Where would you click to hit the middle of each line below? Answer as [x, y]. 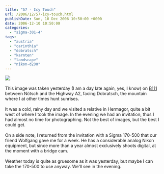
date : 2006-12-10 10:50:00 [33, 23]
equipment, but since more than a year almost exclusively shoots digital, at [81, 146]
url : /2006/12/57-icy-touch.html [39, 14]
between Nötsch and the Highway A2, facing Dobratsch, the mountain [76, 94]
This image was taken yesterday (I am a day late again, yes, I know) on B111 [81, 88]
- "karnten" [22, 55]
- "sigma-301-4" [26, 32]
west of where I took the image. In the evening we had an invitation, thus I [80, 114]
